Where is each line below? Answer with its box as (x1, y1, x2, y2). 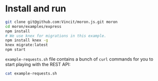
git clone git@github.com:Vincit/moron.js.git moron (5, 19, 118, 24)
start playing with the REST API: (5, 62, 71, 68)
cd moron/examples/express (5, 24, 62, 29)
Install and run (5, 3, 66, 14)
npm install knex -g (5, 38, 49, 43)
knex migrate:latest (5, 43, 49, 48)
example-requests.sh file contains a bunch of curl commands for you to (5, 56, 153, 62)
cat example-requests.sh (5, 71, 57, 76)
